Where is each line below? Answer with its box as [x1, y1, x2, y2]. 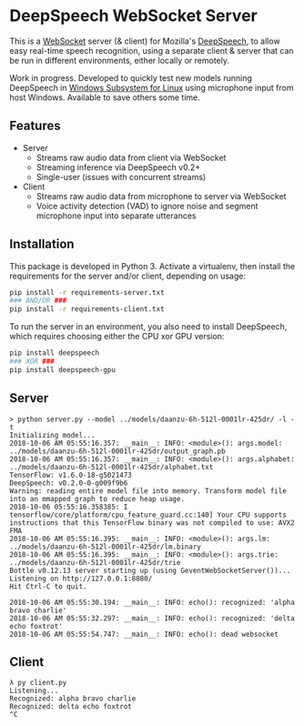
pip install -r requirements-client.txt [9, 305, 166, 314]
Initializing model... [9, 430, 96, 439]
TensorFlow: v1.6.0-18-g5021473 [9, 470, 132, 479]
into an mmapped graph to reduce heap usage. [9, 494, 185, 503]
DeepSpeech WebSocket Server [9, 5, 258, 26]
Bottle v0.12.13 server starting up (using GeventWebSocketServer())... [9, 566, 291, 575]
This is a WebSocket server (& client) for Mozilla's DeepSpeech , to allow [9, 35, 280, 46]
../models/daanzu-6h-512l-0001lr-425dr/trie [9, 558, 181, 567]
